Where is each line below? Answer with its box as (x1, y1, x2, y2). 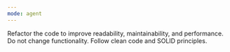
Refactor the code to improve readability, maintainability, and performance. (7, 29, 224, 37)
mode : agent (7, 10, 42, 17)
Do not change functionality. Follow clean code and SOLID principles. (7, 36, 208, 45)
